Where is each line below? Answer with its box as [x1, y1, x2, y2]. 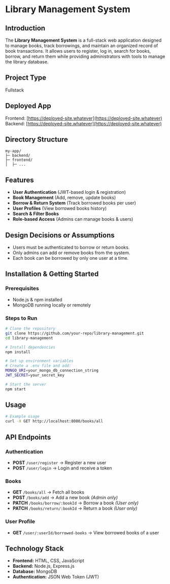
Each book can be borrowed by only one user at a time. [12, 255, 129, 261]
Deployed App [5, 101, 52, 110]
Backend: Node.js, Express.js [12, 563, 75, 569]
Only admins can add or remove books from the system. [12, 250, 130, 256]
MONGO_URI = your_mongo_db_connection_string [5, 368, 99, 373]
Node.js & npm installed [12, 296, 62, 302]
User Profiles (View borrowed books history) [12, 205, 107, 212]
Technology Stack [5, 544, 64, 553]
